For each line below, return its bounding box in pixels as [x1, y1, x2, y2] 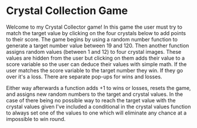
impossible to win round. [6, 115, 66, 122]
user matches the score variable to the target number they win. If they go [6, 67, 183, 74]
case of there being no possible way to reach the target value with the [6, 96, 176, 103]
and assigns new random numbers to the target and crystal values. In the [6, 91, 183, 98]
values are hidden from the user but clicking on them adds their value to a [6, 54, 185, 61]
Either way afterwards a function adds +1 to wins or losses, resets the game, [6, 84, 191, 91]
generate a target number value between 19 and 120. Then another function [6, 42, 189, 49]
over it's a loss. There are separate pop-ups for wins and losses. [6, 73, 163, 80]
